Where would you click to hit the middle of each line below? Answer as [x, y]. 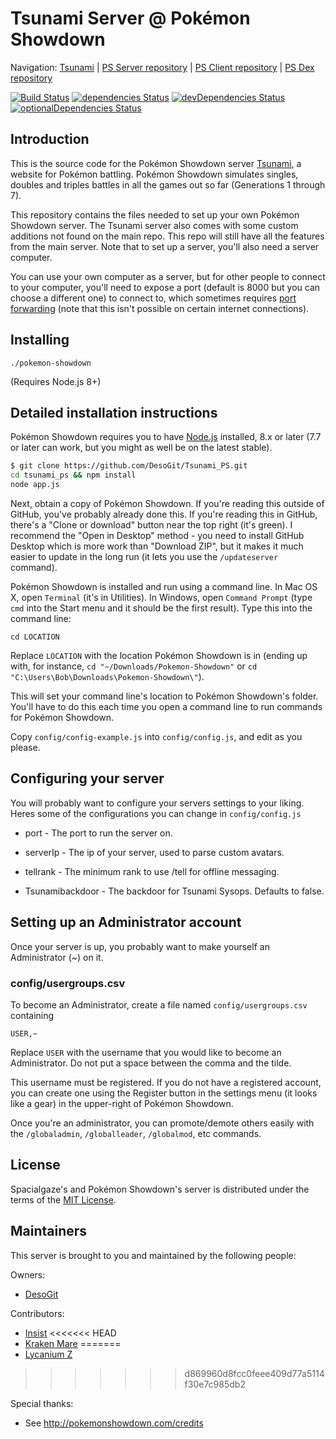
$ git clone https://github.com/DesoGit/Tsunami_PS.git [129, 466]
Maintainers [49, 1231]
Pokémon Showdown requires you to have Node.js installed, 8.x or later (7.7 [166, 437]
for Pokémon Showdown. [62, 717]
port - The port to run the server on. [98, 833]
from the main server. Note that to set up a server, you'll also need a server [165, 246]
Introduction [50, 139]
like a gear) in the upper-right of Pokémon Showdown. [122, 1103]
